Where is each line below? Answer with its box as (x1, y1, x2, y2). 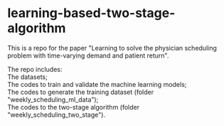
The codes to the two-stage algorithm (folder (7, 103, 140, 111)
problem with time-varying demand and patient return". (7, 51, 169, 60)
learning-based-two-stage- (7, 5, 176, 21)
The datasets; (7, 73, 48, 81)
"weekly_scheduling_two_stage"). (7, 110, 105, 119)
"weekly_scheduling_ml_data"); (7, 95, 99, 104)
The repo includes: (7, 65, 63, 73)
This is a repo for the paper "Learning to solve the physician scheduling (7, 43, 217, 52)
